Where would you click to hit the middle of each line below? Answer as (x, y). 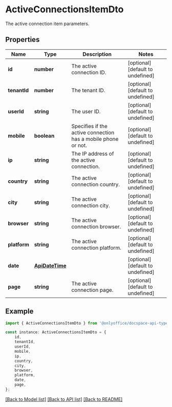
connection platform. (96, 248)
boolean (44, 136)
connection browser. (96, 226)
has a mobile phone (95, 139)
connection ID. (89, 72)
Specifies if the (89, 126)
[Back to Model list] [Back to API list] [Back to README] (64, 399)
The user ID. (86, 111)
